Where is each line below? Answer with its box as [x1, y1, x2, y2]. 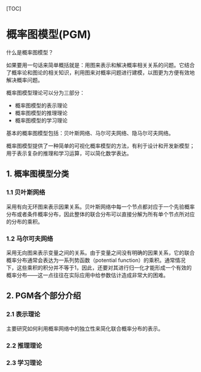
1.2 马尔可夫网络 [6, 234, 53, 243]
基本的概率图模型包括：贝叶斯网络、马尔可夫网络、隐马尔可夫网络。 [6, 129, 174, 136]
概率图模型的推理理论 [14, 109, 68, 116]
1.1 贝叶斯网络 [6, 188, 45, 197]
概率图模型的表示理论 [14, 102, 68, 109]
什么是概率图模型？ [6, 48, 54, 56]
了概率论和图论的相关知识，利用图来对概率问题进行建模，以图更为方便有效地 [6, 69, 195, 76]
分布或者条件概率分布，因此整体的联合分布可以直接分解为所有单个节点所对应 [6, 211, 195, 218]
